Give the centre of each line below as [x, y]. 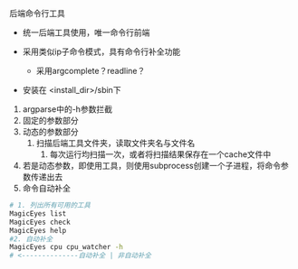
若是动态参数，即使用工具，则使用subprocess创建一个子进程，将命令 [151, 166]
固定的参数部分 [50, 121]
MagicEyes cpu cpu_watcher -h [67, 247]
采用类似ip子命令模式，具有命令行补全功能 [101, 51]
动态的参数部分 [50, 132]
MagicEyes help [38, 230]
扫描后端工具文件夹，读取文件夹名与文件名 [115, 143]
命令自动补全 [46, 188]
